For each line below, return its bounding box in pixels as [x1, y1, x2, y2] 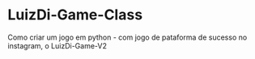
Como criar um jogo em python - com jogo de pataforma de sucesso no [7, 32, 248, 42]
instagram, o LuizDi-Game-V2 [7, 40, 107, 50]
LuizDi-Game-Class [7, 6, 143, 24]
